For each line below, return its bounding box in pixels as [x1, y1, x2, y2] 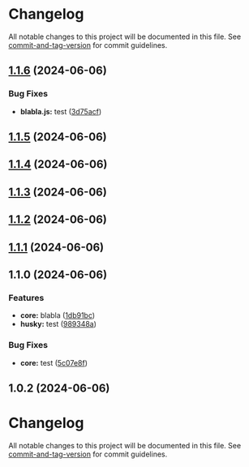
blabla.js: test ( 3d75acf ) [19, 106, 102, 116]
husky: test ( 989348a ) [19, 319, 97, 329]
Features [8, 292, 45, 303]
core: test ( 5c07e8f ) [19, 358, 88, 367]
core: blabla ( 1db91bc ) [19, 311, 96, 320]
